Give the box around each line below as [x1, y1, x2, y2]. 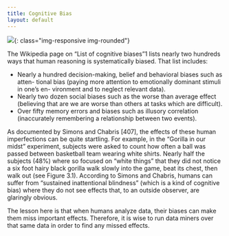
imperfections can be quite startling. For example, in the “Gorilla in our [7, 135, 206, 143]
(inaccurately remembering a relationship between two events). [17, 114, 197, 122]
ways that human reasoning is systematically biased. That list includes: [7, 56, 208, 65]
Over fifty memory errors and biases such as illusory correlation [17, 107, 199, 115]
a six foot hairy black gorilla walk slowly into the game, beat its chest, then [7, 164, 218, 172]
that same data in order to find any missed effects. [7, 221, 150, 229]
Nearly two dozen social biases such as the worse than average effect [17, 92, 217, 100]
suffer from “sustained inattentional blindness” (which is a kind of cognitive [7, 178, 220, 186]
